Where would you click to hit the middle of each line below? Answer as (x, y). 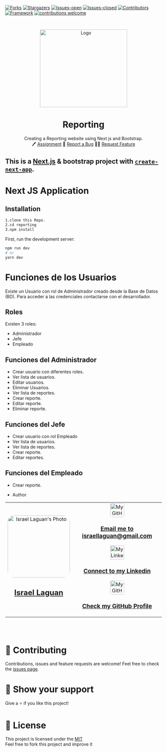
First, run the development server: (40, 239)
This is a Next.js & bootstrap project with (69, 162)
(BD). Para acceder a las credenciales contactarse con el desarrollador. (78, 296)
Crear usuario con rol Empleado (45, 436)
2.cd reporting (21, 225)
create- (147, 162)
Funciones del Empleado (44, 473)
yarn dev (14, 257)
